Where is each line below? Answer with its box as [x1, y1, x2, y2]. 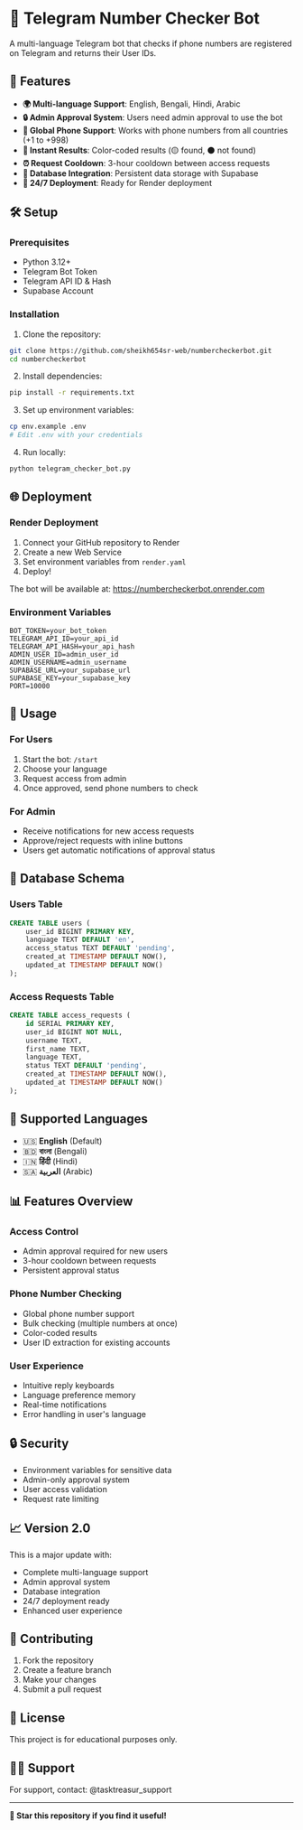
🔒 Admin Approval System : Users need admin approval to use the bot [22, 112, 283, 123]
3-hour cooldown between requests [22, 1256, 157, 1266]
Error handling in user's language [22, 1408, 147, 1419]
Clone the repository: [22, 329, 102, 340]
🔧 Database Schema [9, 871, 125, 886]
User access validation [22, 1483, 108, 1494]
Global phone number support [22, 1308, 135, 1319]
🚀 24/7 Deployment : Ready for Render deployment [22, 177, 212, 188]
